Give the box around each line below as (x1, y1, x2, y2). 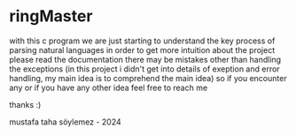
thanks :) (9, 99, 42, 110)
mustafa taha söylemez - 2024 (9, 117, 121, 127)
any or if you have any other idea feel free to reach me (9, 82, 208, 93)
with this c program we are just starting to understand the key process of (9, 35, 276, 46)
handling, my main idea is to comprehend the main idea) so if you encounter (9, 72, 287, 83)
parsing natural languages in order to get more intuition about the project (9, 44, 276, 55)
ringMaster (9, 6, 93, 26)
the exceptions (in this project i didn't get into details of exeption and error (9, 64, 281, 74)
